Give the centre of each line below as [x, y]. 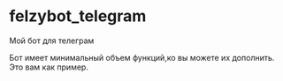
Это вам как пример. [49, 67]
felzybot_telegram [78, 16]
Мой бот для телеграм [52, 40]
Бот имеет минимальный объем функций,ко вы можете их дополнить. [142, 57]
